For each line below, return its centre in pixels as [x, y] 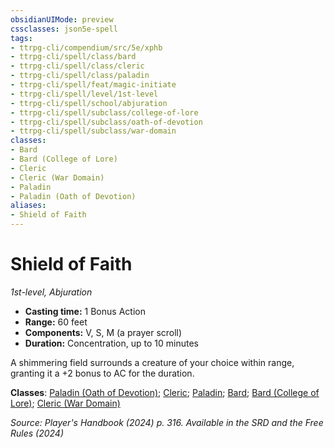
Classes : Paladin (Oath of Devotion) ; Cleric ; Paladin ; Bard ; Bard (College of [165, 392]
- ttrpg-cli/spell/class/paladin [80, 76]
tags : [21, 38]
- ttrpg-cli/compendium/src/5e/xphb [86, 47]
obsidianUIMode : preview [62, 19]
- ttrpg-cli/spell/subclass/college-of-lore [104, 112]
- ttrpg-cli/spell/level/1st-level [84, 94]
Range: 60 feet [56, 322]
